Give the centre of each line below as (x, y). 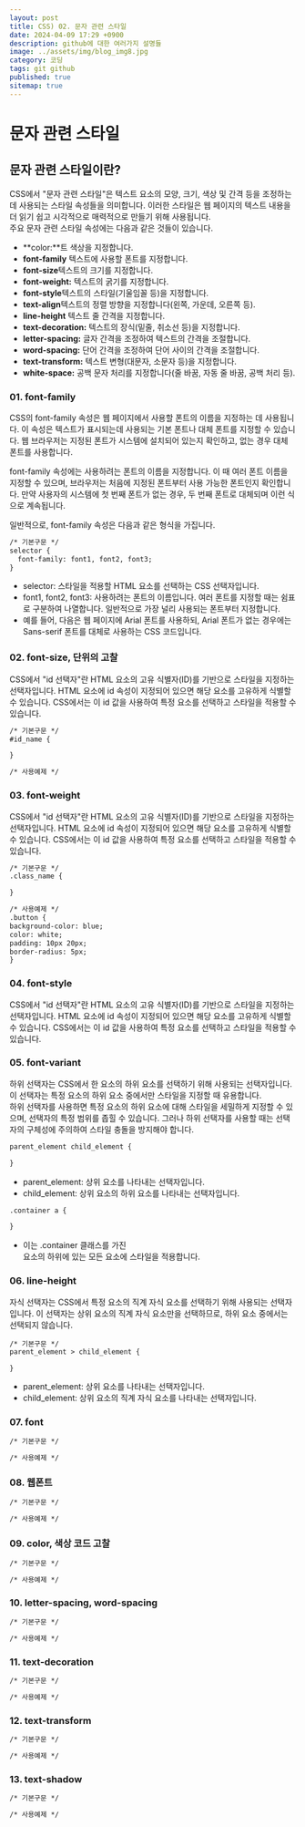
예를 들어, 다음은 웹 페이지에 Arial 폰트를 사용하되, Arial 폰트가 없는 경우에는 (157, 620)
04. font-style (41, 984)
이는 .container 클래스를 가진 (74, 1245)
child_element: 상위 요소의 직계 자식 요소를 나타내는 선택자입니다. (139, 1398)
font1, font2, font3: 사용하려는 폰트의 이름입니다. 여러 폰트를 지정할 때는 (151, 597)
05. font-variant (46, 1063)
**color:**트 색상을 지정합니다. (78, 247)
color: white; (36, 934)
